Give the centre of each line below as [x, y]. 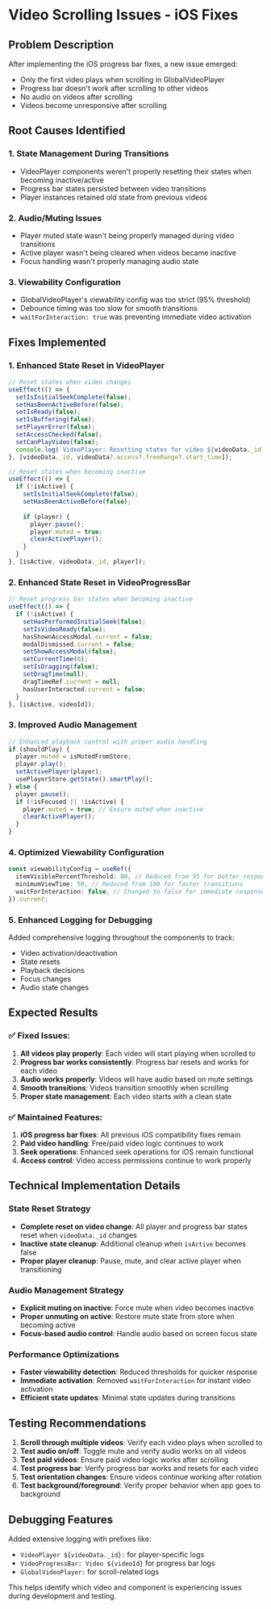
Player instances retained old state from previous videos [114, 197]
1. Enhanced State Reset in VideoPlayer [87, 365]
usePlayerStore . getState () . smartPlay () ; [84, 779]
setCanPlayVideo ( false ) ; [57, 442]
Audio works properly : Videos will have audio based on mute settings [136, 1079]
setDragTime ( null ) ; [56, 675]
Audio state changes [54, 987]
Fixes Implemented [57, 342]
